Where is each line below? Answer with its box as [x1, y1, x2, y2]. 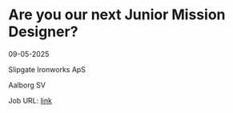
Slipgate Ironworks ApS [8, 64, 86, 74]
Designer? [8, 22, 78, 41]
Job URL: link [8, 95, 52, 105]
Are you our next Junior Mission [8, 6, 226, 24]
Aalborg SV [8, 80, 46, 90]
